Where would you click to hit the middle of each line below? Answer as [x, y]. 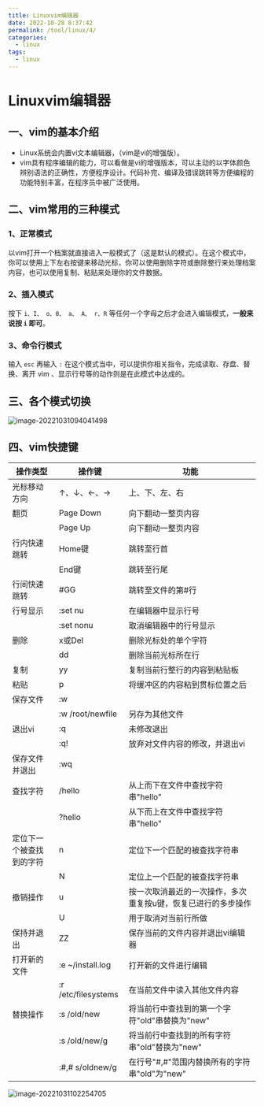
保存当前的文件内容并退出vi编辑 [187, 933]
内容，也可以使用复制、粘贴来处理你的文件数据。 [87, 272]
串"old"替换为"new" [165, 1047]
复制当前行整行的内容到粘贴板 [184, 670]
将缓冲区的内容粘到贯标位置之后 [188, 685]
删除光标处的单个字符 [168, 640]
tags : [17, 52]
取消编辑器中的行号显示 [172, 625]
